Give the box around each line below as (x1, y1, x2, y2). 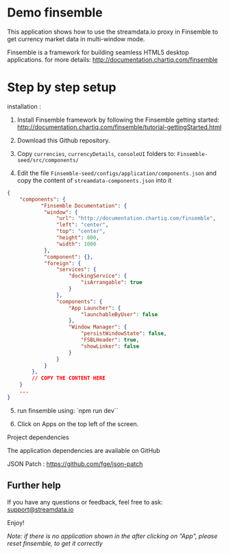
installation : (7, 102, 41, 111)
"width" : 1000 (56, 241, 97, 247)
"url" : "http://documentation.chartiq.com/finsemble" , (56, 215, 216, 222)
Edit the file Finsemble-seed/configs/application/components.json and (16, 168, 217, 177)
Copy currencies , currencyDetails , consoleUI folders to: (16, 149, 176, 157)
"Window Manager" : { (68, 324, 128, 331)
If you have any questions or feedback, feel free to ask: (7, 498, 163, 506)
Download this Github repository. (16, 136, 110, 144)
